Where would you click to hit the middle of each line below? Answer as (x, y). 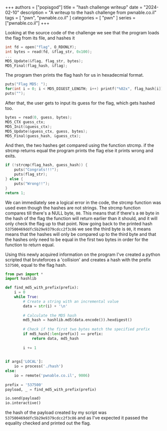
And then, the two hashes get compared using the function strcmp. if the (80, 145)
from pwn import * (24, 274)
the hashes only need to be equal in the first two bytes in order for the (77, 239)
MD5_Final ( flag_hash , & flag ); (37, 66)
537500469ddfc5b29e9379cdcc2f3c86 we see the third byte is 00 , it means (78, 229)
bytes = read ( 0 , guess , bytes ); (39, 117)
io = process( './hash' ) (39, 366)
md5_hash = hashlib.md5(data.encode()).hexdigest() (78, 320)
